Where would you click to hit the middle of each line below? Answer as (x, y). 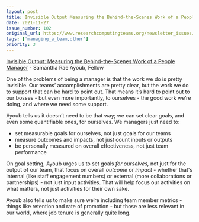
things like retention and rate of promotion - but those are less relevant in (95, 206)
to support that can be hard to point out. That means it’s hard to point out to (98, 92)
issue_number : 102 (29, 28)
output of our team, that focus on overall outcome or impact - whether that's (99, 169)
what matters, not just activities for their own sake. (68, 188)
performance (31, 152)
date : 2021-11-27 (28, 22)
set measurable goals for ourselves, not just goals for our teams (93, 133)
